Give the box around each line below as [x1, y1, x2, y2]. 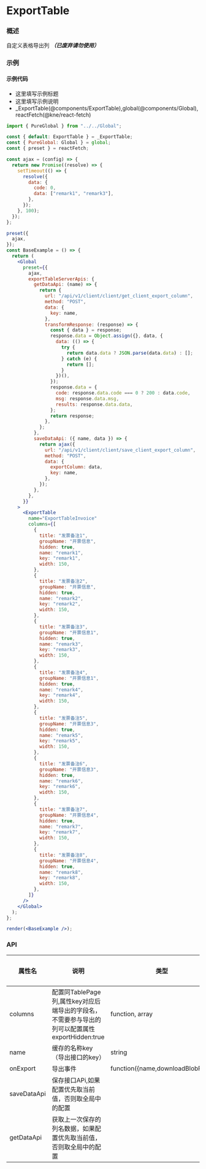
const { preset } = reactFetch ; [6, 145, 89, 152]
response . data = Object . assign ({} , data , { [50, 333, 164, 339]
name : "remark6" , [39, 777, 84, 784]
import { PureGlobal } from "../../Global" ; [6, 123, 122, 129]
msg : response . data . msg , [55, 395, 120, 402]
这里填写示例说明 [15, 98, 59, 105]
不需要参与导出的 [51, 1015, 101, 1024]
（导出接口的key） [51, 1053, 105, 1062]
